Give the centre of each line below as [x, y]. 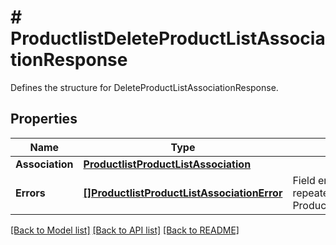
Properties [44, 119]
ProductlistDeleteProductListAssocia [168, 38]
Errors [30, 193]
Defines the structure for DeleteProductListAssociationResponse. [144, 87]
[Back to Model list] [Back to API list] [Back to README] [125, 230]
